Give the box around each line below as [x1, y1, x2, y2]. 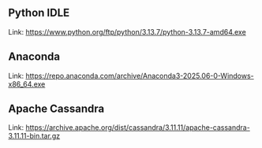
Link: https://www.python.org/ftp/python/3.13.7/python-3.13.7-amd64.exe [8, 27, 246, 36]
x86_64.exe [8, 79, 46, 89]
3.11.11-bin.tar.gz [8, 131, 61, 141]
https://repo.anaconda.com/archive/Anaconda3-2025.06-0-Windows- [25, 71, 254, 80]
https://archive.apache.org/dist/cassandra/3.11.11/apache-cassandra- [25, 123, 250, 132]
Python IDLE [8, 6, 70, 20]
